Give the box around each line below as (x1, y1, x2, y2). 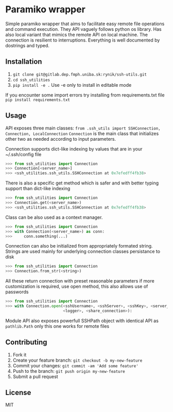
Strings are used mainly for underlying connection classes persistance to (5, 248, 161, 255)
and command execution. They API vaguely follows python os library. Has (5, 26, 162, 32)
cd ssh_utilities (12, 77, 50, 83)
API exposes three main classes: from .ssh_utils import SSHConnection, (5, 125, 161, 131)
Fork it (12, 351, 27, 358)
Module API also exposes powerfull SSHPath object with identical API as (5, 317, 159, 324)
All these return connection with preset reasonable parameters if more (5, 278, 154, 284)
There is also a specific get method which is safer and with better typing (5, 180, 159, 186)
